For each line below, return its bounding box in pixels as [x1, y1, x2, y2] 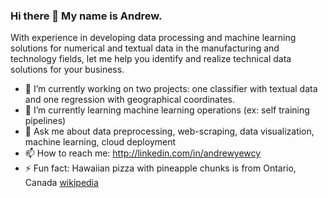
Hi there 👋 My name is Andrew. [10, 9, 163, 23]
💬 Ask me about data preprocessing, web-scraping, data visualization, [24, 125, 315, 138]
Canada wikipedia [24, 177, 99, 189]
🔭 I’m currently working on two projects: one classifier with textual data [24, 83, 318, 95]
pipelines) [24, 115, 67, 127]
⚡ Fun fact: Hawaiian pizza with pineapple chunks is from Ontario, [24, 162, 297, 174]
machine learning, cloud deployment [24, 136, 177, 148]
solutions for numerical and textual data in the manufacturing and [10, 42, 280, 54]
